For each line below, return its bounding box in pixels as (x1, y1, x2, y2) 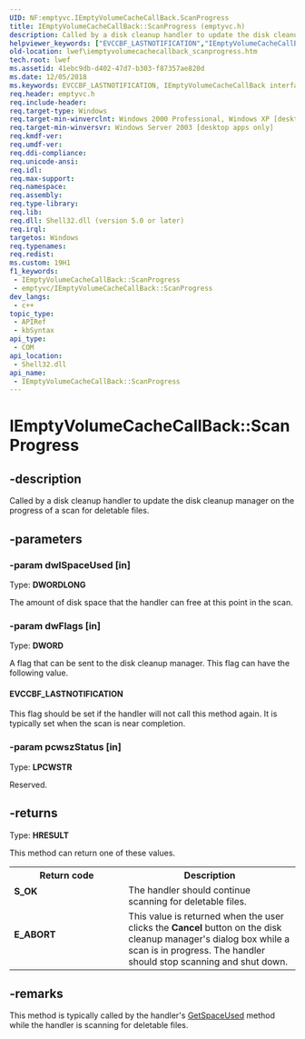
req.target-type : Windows (9, 106, 107, 115)
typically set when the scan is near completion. (9, 718, 186, 729)
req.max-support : (9, 174, 75, 183)
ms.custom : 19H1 (9, 258, 71, 268)
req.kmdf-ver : (9, 132, 64, 141)
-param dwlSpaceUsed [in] (9, 558, 132, 571)
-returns (9, 805, 58, 821)
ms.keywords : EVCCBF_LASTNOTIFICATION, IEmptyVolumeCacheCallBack (9, 81, 266, 90)
